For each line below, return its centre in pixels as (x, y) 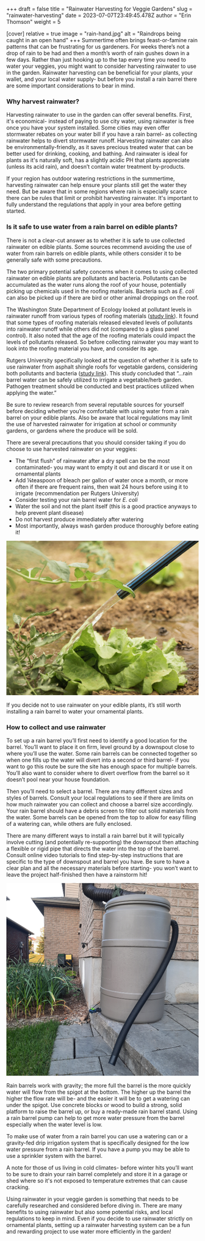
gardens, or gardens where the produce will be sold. (72, 430)
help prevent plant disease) (49, 512)
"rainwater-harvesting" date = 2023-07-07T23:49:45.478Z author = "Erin (99, 15)
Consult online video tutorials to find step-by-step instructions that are (95, 855)
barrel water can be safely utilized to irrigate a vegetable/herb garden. (95, 380)
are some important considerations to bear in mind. (71, 86)
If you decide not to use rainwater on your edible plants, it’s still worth (94, 705)
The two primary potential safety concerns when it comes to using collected (102, 271)
